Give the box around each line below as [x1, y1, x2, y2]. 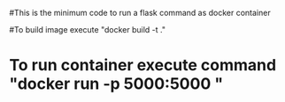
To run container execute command [9, 55, 277, 76]
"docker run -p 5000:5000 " [9, 74, 224, 94]
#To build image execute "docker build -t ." [9, 25, 166, 34]
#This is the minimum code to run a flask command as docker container [9, 8, 272, 18]
